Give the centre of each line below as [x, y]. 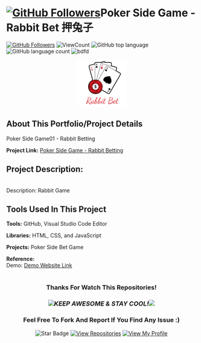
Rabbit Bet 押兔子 [50, 28]
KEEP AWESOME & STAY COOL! [101, 304]
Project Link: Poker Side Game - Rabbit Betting [65, 150]
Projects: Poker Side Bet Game [45, 247]
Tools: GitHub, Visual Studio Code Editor [57, 224]
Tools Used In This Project [56, 209]
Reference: [21, 259]
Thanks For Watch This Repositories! [101, 287]
